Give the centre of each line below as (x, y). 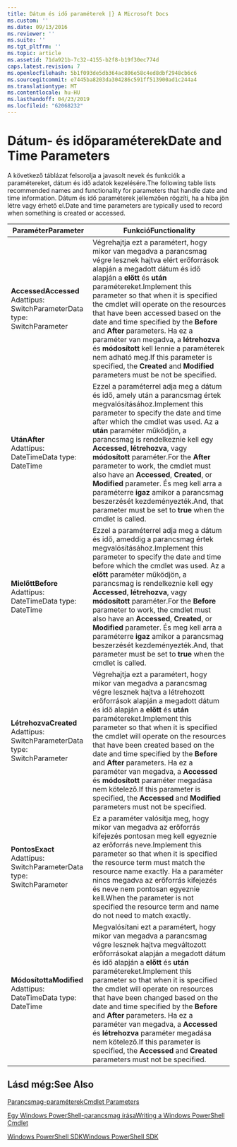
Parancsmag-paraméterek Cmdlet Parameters (73, 1101)
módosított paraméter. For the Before (154, 601)
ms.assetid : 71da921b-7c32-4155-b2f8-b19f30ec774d (83, 60)
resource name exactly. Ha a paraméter (158, 871)
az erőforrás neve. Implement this (147, 845)
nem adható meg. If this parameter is (153, 357)
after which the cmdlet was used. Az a (156, 421)
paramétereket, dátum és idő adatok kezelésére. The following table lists (112, 183)
